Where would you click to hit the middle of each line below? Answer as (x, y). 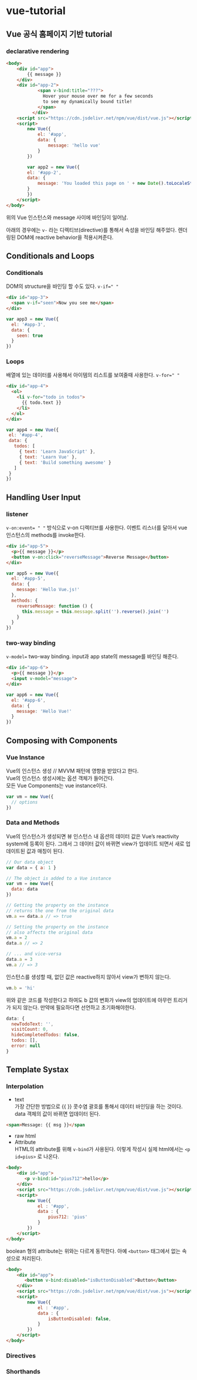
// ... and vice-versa (34, 954)
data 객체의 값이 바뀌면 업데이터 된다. (57, 1113)
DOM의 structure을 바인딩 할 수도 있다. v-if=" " (62, 286)
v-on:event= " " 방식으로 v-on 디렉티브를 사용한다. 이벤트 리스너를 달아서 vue (97, 528)
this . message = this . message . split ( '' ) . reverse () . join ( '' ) (95, 611)
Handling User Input (43, 497)
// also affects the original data (50, 932)
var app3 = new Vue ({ (33, 319)
